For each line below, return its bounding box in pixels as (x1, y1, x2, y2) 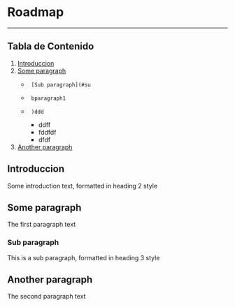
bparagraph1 (31, 95, 66, 102)
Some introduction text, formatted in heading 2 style (7, 181, 158, 190)
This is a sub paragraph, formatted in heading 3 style (7, 253, 160, 262)
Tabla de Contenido (7, 40, 94, 52)
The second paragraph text (7, 292, 86, 301)
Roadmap (7, 4, 64, 20)
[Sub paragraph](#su (31, 81, 91, 88)
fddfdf (38, 128, 57, 136)
